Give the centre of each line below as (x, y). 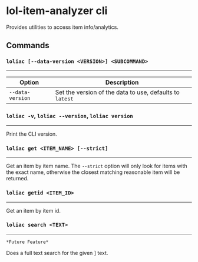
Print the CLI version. (32, 134)
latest (64, 99)
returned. (17, 179)
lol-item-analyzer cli (57, 11)
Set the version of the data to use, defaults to (117, 92)
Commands (28, 46)
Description (122, 82)
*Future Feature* (27, 242)
